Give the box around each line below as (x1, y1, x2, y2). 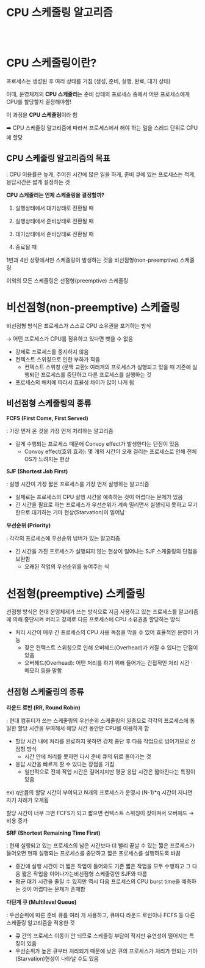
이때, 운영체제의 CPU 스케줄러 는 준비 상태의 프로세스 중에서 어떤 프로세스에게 (6, 90, 190, 98)
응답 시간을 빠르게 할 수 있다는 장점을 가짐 (15, 761, 115, 768)
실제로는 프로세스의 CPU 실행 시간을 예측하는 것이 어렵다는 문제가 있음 (15, 493, 183, 501)
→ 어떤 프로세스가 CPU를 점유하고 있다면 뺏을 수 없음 (6, 334, 134, 342)
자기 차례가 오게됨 (6, 796, 49, 804)
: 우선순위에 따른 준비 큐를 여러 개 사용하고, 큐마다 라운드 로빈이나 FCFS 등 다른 (6, 912, 195, 919)
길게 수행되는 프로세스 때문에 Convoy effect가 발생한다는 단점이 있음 (15, 440, 179, 448)
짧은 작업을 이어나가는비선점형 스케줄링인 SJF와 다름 (21, 870, 148, 877)
